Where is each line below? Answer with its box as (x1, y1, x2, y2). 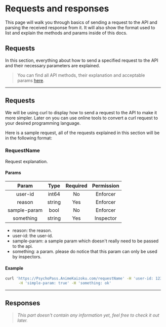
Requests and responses (5, 3, 109, 14)
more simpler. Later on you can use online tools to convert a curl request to (5, 115, 158, 121)
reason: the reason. (12, 228, 52, 234)
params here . (17, 77, 44, 83)
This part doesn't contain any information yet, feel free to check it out (17, 312, 160, 318)
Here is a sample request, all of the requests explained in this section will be (5, 130, 160, 136)
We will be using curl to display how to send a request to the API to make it (5, 109, 157, 115)
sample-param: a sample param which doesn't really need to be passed (12, 238, 159, 244)
